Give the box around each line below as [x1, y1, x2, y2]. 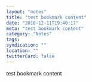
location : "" [6, 48, 39, 54]
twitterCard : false [6, 53, 55, 59]
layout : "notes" [6, 8, 47, 15]
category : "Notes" [6, 31, 52, 37]
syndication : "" [6, 42, 47, 48]
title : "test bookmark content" [6, 14, 87, 20]
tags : [6, 37, 20, 42]
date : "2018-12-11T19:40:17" [6, 20, 79, 26]
